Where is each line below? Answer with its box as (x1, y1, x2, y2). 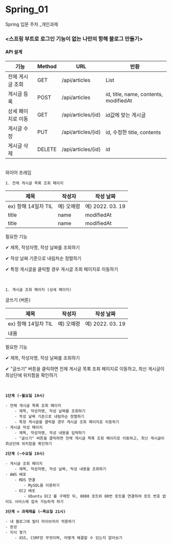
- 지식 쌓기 (5, 530, 27, 535)
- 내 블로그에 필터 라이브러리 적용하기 (5, 519, 75, 525)
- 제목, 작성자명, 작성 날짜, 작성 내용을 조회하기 (14, 467, 106, 472)
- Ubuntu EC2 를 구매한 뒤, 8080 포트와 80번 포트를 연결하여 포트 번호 (24, 494, 160, 499)
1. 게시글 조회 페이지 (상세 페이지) (5, 287, 72, 292)
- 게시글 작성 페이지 (5, 425, 43, 430)
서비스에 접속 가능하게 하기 (14, 499, 64, 505)
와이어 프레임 (5, 170, 32, 176)
